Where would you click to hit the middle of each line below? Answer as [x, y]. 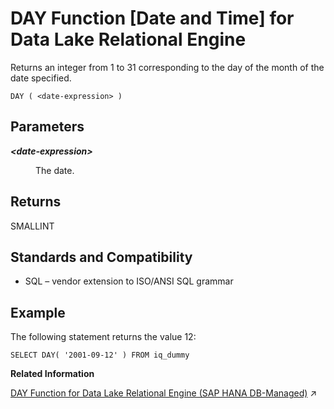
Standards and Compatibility [101, 257]
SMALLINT [32, 226]
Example [38, 312]
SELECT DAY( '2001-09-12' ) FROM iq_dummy [100, 355]
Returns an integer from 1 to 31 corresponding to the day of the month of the [167, 67]
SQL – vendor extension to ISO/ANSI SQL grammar [129, 281]
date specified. [41, 78]
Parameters [47, 127]
